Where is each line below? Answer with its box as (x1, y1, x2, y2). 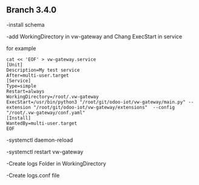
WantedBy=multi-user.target (6, 120, 78, 127)
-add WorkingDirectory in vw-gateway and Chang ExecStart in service (6, 33, 183, 40)
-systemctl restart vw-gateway (6, 148, 84, 155)
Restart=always (6, 88, 45, 94)
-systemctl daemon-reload (6, 136, 73, 144)
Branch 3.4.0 (6, 5, 57, 15)
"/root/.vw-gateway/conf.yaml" (6, 110, 86, 116)
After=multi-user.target (6, 72, 69, 79)
